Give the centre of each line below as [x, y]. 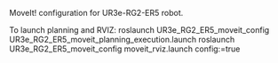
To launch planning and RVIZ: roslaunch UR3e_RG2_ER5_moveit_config [139, 30]
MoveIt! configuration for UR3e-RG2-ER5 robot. [96, 13]
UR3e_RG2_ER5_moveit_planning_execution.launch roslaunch [122, 39]
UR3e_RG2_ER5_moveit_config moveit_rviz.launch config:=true [125, 49]
